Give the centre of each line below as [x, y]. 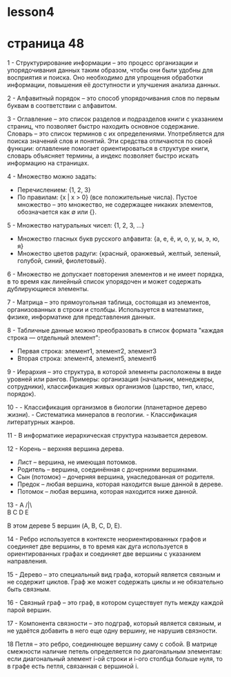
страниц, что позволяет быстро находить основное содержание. [103, 127]
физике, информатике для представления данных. [81, 317]
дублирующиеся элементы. [48, 289]
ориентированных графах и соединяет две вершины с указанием [104, 554]
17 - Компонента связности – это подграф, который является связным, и [114, 624]
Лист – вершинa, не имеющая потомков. [77, 462]
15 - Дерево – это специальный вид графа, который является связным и [114, 575]
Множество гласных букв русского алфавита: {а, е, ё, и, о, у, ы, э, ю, [118, 239]
